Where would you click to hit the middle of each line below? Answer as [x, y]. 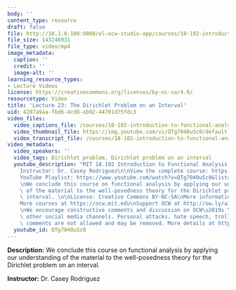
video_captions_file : [45, 125]
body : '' [20, 14]
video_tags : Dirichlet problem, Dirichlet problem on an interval [113, 158]
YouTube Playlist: [47, 177]
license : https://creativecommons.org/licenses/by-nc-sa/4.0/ [100, 92]
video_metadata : [31, 145]
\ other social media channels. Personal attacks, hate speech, [116, 217]
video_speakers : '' [42, 151]
